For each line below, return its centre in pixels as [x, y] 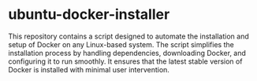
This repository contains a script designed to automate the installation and [129, 36]
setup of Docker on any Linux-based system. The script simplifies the [121, 44]
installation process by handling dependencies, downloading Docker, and [127, 53]
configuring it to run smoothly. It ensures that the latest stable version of [125, 61]
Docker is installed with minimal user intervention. [89, 69]
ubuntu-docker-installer [89, 15]
